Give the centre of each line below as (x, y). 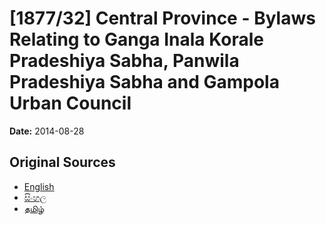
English (39, 186)
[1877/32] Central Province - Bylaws (162, 18)
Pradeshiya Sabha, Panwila (124, 61)
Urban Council (70, 103)
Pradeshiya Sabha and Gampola (144, 82)
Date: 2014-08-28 (47, 131)
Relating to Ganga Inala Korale (136, 39)
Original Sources (62, 162)
